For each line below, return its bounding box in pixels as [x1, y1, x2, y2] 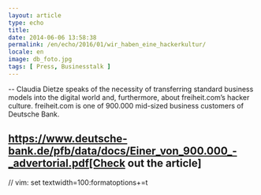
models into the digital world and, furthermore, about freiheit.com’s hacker [8, 92, 250, 102]
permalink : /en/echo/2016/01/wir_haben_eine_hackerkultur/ [8, 41, 207, 49]
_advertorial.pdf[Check [8, 156, 126, 170]
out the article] [127, 156, 202, 170]
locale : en [8, 48, 44, 56]
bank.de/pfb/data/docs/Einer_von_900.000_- [8, 145, 237, 158]
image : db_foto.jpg [8, 56, 73, 64]
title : [8, 26, 30, 34]
